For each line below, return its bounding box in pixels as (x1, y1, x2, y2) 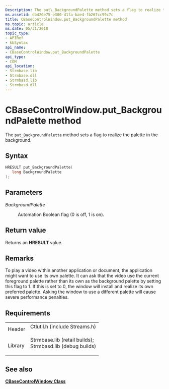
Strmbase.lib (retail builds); (30, 337, 94, 344)
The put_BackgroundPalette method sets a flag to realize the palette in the (5, 132, 158, 138)
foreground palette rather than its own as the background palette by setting (5, 278, 161, 284)
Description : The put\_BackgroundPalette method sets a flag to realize (5, 7, 161, 13)
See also (5, 365, 33, 373)
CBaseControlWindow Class (5, 378, 66, 384)
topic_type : (5, 31, 30, 36)
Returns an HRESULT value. (5, 239, 63, 245)
